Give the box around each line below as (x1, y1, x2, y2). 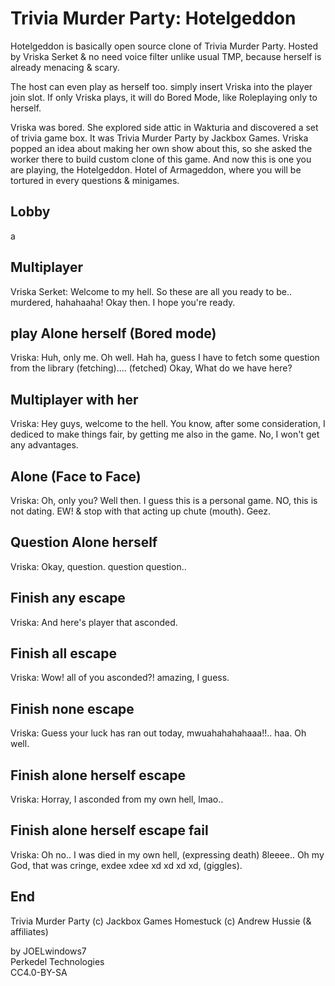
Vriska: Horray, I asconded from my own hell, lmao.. (10, 793, 224, 806)
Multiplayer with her (10, 391, 139, 408)
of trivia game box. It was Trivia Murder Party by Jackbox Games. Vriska (10, 132, 309, 144)
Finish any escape (10, 590, 126, 607)
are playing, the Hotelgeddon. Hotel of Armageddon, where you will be (10, 163, 302, 176)
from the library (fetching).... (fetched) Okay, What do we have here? (10, 362, 293, 374)
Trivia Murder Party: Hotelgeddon (10, 7, 297, 30)
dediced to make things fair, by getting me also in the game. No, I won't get (10, 428, 320, 441)
